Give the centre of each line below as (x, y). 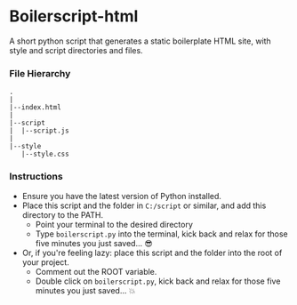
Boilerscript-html (74, 16)
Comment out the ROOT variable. (96, 271)
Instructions (36, 177)
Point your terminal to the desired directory (114, 224)
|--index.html (36, 108)
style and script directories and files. (76, 50)
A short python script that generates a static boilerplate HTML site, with (140, 41)
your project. (45, 262)
